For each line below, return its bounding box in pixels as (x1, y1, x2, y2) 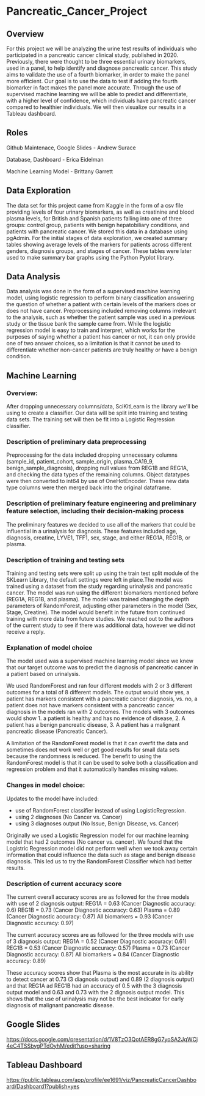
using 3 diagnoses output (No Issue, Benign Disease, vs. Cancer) (15, 819, 179, 827)
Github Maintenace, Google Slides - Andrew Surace (6, 144, 136, 151)
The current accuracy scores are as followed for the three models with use (6, 931, 194, 938)
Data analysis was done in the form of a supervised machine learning (6, 288, 181, 295)
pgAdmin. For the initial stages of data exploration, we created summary (6, 234, 188, 241)
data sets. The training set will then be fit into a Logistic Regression (6, 416, 175, 423)
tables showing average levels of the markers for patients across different (6, 241, 192, 248)
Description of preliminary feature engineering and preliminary (6, 499, 197, 508)
